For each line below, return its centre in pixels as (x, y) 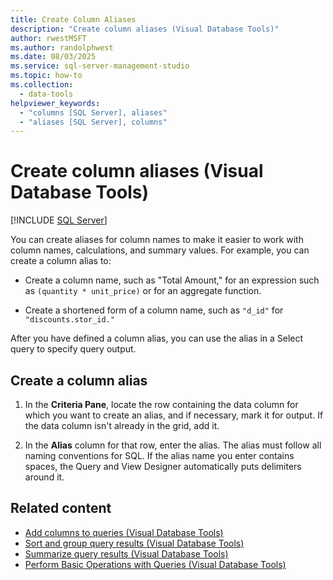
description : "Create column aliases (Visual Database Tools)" (145, 29)
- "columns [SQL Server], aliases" (93, 112)
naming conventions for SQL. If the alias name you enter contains (159, 455)
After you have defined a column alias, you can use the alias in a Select (157, 338)
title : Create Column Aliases (73, 19)
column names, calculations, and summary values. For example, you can (160, 250)
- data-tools (46, 94)
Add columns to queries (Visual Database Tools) (124, 532)
